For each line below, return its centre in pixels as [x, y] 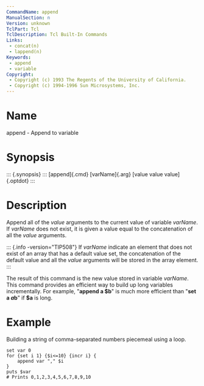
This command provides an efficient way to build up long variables [90, 285]
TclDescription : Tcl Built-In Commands [57, 35]
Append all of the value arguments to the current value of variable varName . [102, 222]
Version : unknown [28, 23]
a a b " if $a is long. [30, 298]
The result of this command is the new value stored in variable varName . [97, 278]
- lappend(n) [26, 52]
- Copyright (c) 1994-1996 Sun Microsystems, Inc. [74, 86]
